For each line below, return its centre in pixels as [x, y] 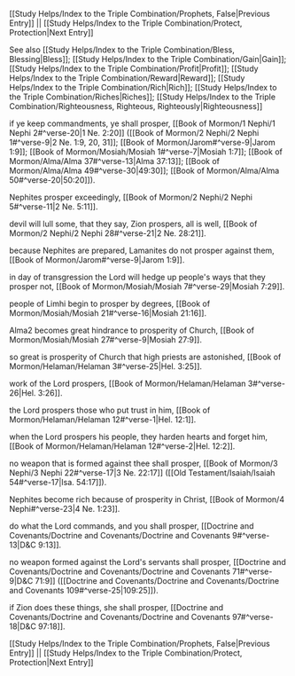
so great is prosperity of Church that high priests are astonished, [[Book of [145, 357]
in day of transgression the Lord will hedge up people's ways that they [137, 277]
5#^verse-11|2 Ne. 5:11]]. [54, 207]
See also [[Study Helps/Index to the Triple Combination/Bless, [122, 50]
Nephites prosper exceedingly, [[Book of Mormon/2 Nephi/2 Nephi [131, 197]
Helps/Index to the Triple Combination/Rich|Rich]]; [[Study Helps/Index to [143, 87]
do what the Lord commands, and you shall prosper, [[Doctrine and [132, 526]
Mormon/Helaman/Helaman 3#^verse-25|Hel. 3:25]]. [105, 366]
